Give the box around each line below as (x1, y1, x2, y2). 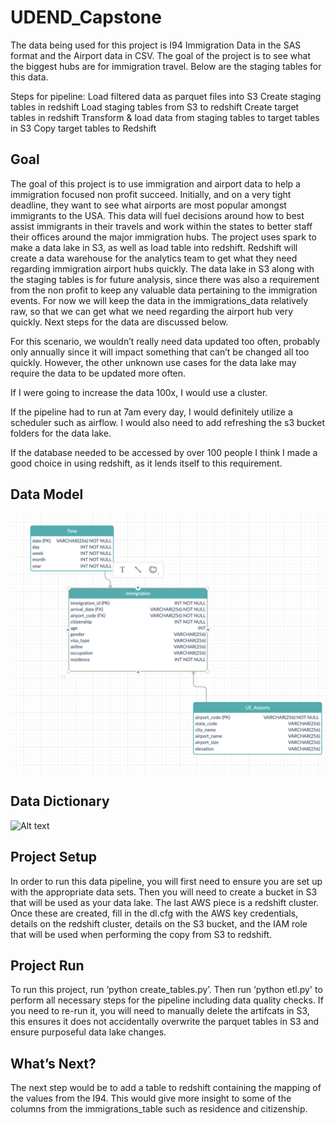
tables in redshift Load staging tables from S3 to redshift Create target (10, 101, 300, 113)
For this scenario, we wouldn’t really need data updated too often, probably (10, 335, 321, 347)
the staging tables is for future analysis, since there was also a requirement (10, 273, 320, 285)
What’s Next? (10, 1055, 97, 1072)
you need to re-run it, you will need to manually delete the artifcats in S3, (10, 1005, 310, 1017)
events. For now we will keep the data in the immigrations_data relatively (10, 294, 309, 306)
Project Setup (10, 849, 98, 866)
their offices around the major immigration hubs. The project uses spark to (10, 231, 317, 243)
